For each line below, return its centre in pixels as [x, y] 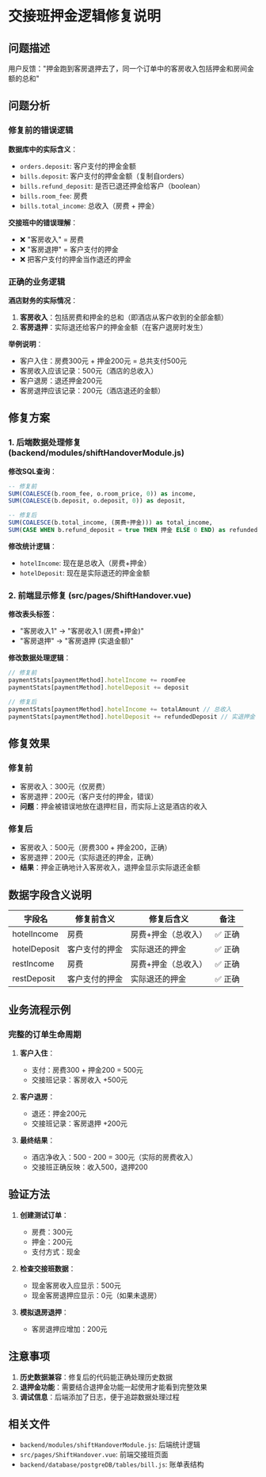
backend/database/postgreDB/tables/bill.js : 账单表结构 [112, 1464]
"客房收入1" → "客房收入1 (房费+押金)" [82, 631]
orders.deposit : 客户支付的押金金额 [78, 166]
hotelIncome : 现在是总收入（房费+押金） [85, 563]
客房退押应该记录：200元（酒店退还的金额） [92, 390]
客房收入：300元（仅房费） [65, 786]
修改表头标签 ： [32, 614]
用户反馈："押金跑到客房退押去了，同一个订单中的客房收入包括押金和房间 [128, 69]
